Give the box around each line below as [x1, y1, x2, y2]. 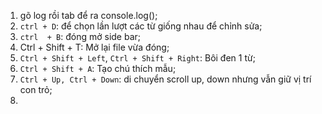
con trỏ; [19, 84, 53, 95]
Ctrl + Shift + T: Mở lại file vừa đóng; [19, 41, 170, 53]
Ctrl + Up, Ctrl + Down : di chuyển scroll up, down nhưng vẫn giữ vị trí [19, 73, 312, 85]
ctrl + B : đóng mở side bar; [19, 31, 142, 42]
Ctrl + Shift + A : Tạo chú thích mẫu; [19, 63, 177, 74]
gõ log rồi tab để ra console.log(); [19, 10, 158, 21]
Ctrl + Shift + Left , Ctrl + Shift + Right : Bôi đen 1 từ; [19, 52, 256, 64]
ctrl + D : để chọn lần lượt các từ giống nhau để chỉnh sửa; [19, 20, 263, 32]
